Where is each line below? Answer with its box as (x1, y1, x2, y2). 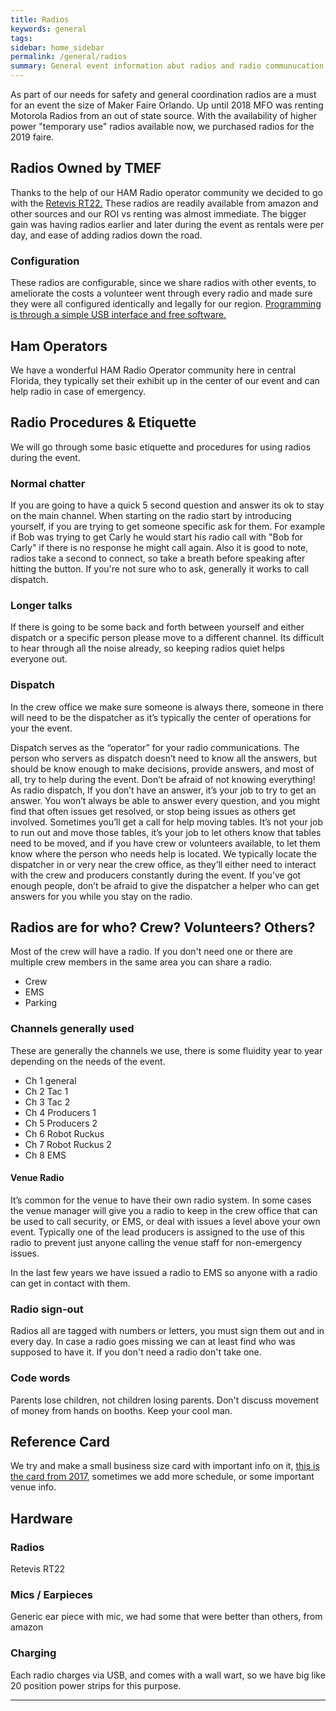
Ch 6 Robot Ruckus (24, 1127, 105, 1140)
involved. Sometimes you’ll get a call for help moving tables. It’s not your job (10, 816, 323, 828)
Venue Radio (10, 1172, 65, 1184)
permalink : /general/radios (10, 52, 128, 62)
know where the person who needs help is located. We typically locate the (10, 847, 317, 860)
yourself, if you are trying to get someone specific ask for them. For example (10, 521, 326, 533)
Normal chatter (10, 476, 86, 490)
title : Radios (10, 14, 70, 25)
